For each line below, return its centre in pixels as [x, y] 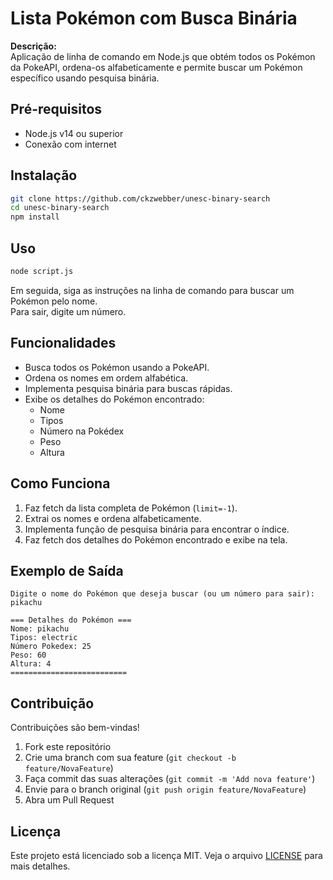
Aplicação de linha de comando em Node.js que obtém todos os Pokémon [163, 56]
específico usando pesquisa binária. [85, 78]
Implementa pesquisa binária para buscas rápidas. [128, 388]
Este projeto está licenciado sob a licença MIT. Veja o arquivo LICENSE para [166, 855]
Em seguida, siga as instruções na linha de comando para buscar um [152, 290]
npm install [35, 217]
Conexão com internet [70, 144]
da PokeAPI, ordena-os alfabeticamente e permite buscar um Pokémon [156, 67]
